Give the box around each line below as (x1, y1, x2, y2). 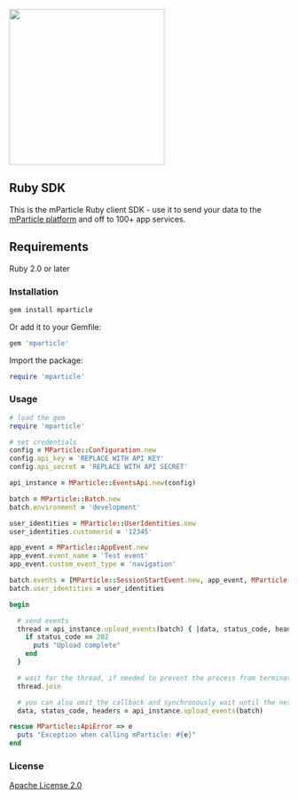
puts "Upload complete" (32, 641, 122, 650)
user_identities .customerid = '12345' (9, 527, 153, 537)
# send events (17, 616, 69, 625)
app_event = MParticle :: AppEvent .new (9, 543, 149, 553)
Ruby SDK (9, 181, 67, 196)
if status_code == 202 (25, 633, 109, 642)
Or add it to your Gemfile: (9, 321, 102, 332)
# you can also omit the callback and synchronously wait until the (17, 698, 276, 706)
